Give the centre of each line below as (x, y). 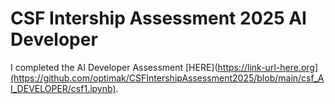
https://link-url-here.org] (268, 67)
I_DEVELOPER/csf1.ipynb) (63, 88)
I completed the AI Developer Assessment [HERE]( (114, 67)
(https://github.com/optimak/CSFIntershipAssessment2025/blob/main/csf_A (167, 78)
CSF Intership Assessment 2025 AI (158, 18)
